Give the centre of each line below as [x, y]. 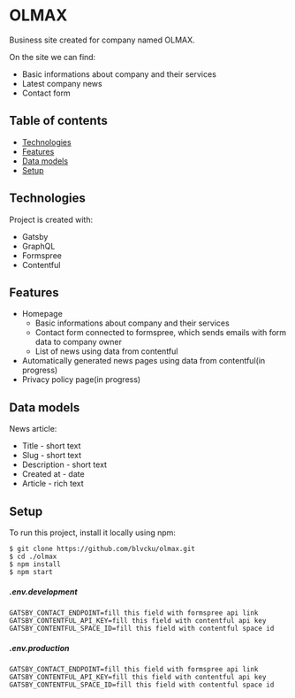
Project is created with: [51, 219]
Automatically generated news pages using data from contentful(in [144, 361]
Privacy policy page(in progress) [81, 380]
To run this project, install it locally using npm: [93, 533]
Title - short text [51, 446]
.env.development [43, 591]
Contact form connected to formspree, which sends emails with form [161, 333]
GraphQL [38, 246]
